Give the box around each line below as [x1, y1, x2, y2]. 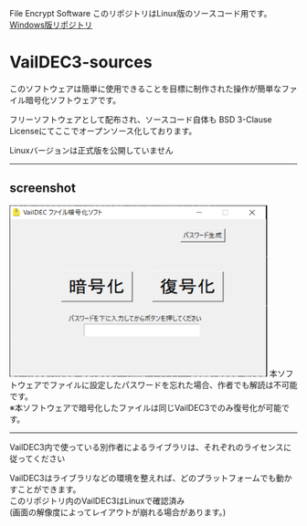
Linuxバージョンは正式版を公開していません [9, 144, 174, 155]
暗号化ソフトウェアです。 [25, 94, 122, 105]
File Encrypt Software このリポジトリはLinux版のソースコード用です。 [9, 8, 272, 18]
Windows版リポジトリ [9, 19, 93, 30]
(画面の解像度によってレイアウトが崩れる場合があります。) [9, 506, 227, 518]
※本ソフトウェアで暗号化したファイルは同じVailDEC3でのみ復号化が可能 [9, 402, 281, 413]
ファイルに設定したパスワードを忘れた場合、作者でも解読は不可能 [48, 379, 298, 390]
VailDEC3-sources [9, 52, 153, 73]
